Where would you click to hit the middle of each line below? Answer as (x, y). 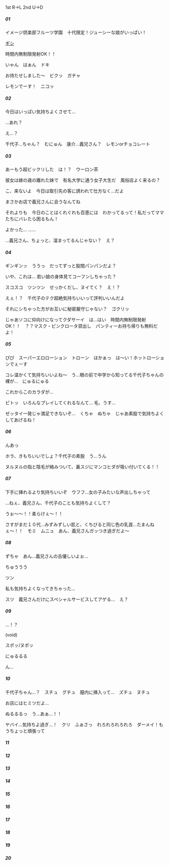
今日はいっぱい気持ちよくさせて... (40, 112)
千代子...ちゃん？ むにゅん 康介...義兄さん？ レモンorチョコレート (78, 144)
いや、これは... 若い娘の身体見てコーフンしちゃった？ (61, 276)
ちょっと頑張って (27, 731)
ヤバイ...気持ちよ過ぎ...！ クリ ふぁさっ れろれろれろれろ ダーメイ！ (82, 724)
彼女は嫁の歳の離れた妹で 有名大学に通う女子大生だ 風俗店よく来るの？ (83, 180)
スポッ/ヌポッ (19, 645)
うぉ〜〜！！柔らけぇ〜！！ (34, 513)
